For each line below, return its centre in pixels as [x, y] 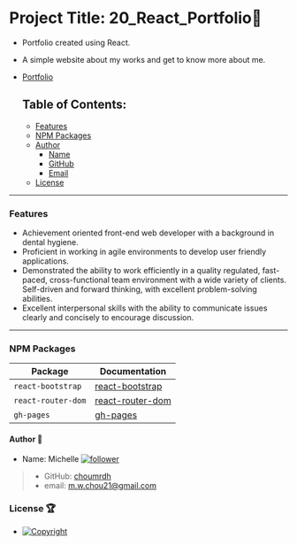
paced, [35, 280]
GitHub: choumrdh [78, 476]
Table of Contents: [74, 105]
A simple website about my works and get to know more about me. [144, 59]
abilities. [37, 299]
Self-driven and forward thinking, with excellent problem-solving [140, 289]
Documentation [133, 372]
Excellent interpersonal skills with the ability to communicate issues [145, 308]
